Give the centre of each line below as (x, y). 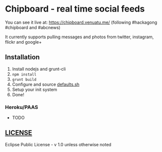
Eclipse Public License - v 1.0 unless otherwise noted (58, 144)
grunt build (24, 79)
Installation (22, 57)
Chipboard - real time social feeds (75, 9)
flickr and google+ (24, 42)
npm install (24, 74)
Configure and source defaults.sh (46, 84)
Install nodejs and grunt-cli (39, 69)
